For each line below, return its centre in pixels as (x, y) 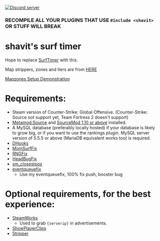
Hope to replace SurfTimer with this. (41, 60)
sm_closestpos (27, 164)
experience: (30, 204)
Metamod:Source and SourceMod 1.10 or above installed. (69, 122)
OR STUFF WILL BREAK (33, 26)
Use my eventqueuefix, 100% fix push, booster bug (71, 174)
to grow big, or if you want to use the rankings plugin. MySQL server (81, 133)
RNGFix (20, 153)
